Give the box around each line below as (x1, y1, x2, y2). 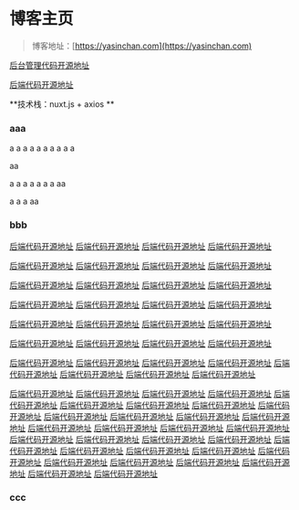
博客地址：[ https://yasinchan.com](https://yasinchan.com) (31, 40, 253, 51)
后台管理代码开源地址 (9, 59, 89, 70)
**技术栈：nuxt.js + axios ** (9, 98, 115, 110)
